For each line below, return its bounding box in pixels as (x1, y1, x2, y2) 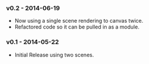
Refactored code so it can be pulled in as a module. (14, 23, 140, 30)
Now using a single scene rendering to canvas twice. (14, 17, 144, 24)
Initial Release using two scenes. (14, 51, 94, 58)
